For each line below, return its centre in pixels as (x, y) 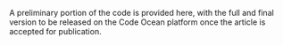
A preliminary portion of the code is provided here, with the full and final (141, 13)
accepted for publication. (55, 31)
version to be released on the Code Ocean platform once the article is (137, 22)
